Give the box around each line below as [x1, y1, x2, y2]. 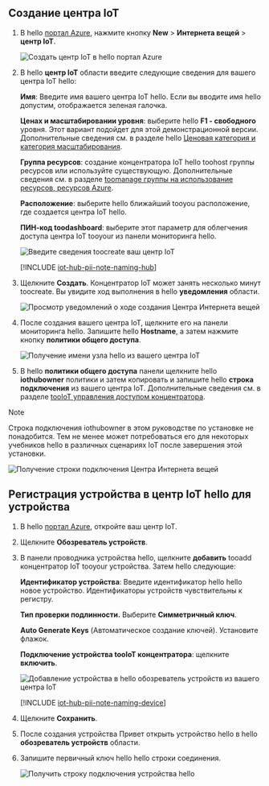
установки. [8, 449, 47, 458]
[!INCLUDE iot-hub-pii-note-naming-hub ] [19, 262, 157, 272]
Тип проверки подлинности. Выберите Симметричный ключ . [19, 610, 237, 619]
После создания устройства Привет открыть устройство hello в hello [19, 729, 259, 738]
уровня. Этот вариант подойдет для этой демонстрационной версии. [19, 124, 259, 134]
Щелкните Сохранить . [19, 713, 98, 723]
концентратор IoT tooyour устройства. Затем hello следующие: [19, 561, 236, 571]
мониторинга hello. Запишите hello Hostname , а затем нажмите [19, 326, 239, 336]
